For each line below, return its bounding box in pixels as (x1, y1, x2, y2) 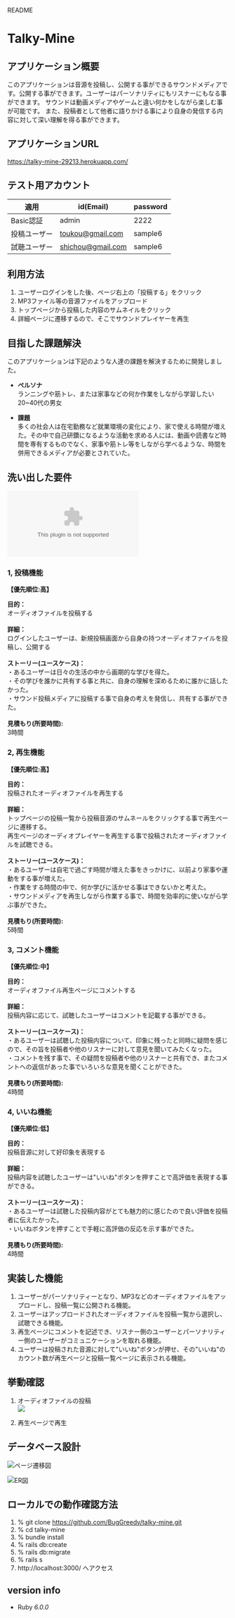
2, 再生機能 (7, 748, 45, 758)
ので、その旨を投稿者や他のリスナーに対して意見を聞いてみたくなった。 (7, 1045, 216, 1053)
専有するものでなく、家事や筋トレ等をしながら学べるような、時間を (29, 440, 227, 449)
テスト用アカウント (7, 180, 90, 192)
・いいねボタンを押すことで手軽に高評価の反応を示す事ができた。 (7, 1224, 198, 1233)
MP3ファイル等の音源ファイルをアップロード (17, 297, 149, 306)
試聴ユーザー (11, 242, 53, 252)
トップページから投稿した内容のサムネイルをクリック (17, 306, 172, 314)
